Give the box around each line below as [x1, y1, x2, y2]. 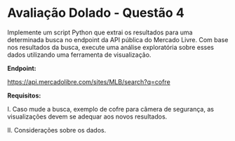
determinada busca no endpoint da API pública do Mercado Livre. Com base [7, 35, 229, 43]
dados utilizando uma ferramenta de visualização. [7, 51, 152, 59]
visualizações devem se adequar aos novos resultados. [7, 112, 168, 121]
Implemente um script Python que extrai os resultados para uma [7, 28, 193, 36]
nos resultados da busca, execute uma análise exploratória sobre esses [7, 43, 215, 51]
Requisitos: [7, 91, 41, 100]
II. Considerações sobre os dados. [7, 126, 107, 134]
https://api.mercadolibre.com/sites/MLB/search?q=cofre [7, 77, 170, 86]
